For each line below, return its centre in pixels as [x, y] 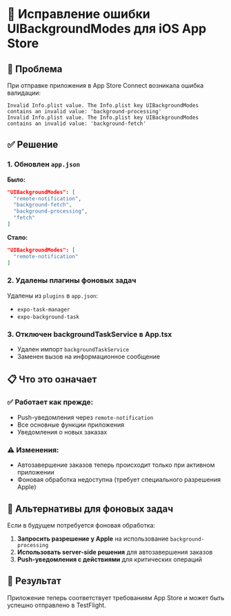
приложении [36, 472]
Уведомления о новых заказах [62, 432]
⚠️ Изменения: [33, 450]
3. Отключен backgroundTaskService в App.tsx [90, 334]
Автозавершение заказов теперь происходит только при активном [116, 465]
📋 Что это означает [52, 379]
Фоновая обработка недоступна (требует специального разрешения [119, 480]
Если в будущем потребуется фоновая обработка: [81, 525]
